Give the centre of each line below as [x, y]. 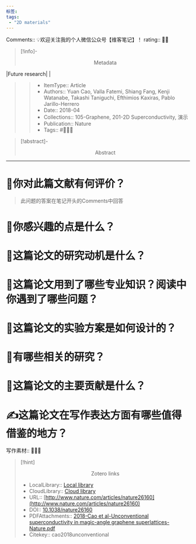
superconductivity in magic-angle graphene [82, 522]
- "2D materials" [29, 22]
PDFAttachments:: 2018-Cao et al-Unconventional [89, 516]
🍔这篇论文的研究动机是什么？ [76, 256]
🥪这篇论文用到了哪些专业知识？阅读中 [96, 285]
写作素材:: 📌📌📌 [24, 450]
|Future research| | [29, 74]
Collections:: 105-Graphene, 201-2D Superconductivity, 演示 [116, 117]
